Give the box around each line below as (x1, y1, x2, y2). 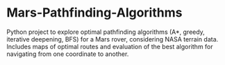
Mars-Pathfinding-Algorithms (6, 5, 183, 21)
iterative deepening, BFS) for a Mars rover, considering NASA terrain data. (6, 35, 219, 43)
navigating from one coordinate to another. (6, 50, 129, 58)
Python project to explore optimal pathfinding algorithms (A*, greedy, (6, 28, 206, 36)
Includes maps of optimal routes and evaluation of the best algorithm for (6, 42, 213, 50)
